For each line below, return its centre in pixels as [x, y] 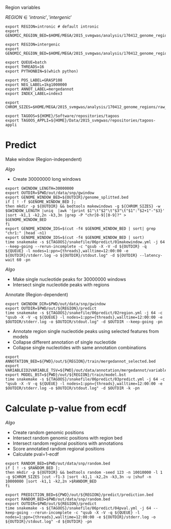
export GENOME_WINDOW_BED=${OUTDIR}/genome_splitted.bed [67, 197]
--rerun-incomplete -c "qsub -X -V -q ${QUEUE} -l [85, 513]
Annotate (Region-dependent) [37, 294]
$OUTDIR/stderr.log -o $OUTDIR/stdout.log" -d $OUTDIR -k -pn [73, 388]
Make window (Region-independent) [44, 159]
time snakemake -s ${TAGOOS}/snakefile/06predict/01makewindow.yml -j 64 [85, 242]
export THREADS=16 [25, 67]
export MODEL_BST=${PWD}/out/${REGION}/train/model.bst [66, 375]
